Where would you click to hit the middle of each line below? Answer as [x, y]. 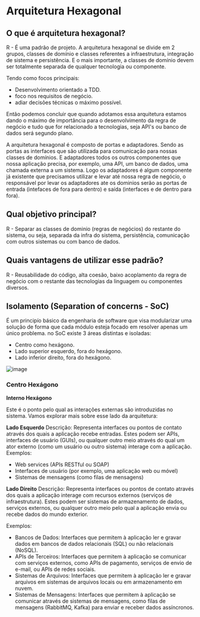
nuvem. [24, 588]
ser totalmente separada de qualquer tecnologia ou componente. [86, 66]
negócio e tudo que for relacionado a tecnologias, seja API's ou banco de [96, 127]
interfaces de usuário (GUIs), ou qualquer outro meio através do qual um [96, 440]
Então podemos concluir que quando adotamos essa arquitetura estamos [96, 114]
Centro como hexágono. [44, 345]
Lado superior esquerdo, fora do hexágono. [68, 351]
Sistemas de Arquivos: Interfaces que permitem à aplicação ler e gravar [103, 575]
